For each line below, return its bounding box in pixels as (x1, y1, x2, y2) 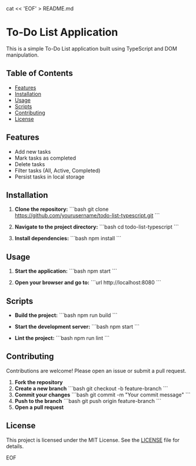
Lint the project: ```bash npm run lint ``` (14, 335, 110, 341)
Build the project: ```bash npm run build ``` (14, 312, 118, 319)
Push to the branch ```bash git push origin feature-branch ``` (14, 397, 162, 404)
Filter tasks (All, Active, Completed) (14, 167, 101, 174)
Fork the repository (14, 378, 63, 385)
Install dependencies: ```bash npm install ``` (14, 235, 122, 242)
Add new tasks (14, 148, 51, 155)
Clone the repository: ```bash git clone (14, 206, 109, 213)
